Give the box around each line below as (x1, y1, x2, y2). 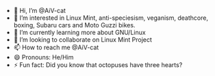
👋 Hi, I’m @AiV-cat (13, 7, 66, 14)
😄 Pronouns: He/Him (13, 53, 74, 61)
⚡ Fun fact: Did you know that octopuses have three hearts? (13, 61, 183, 68)
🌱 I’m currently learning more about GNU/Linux (13, 28, 146, 36)
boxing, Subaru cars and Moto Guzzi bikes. (13, 21, 136, 29)
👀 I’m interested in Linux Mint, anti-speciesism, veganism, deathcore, (13, 14, 209, 22)
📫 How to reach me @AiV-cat (13, 43, 99, 51)
